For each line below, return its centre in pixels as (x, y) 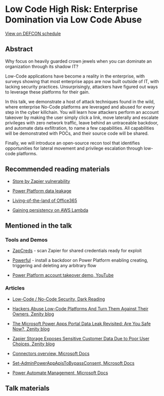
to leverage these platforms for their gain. (48, 92)
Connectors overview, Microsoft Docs (51, 353)
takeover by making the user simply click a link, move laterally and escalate (82, 117)
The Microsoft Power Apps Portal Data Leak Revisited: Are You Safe (82, 323)
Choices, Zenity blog (33, 344)
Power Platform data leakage (42, 191)
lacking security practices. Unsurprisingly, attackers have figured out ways (82, 87)
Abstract (19, 49)
